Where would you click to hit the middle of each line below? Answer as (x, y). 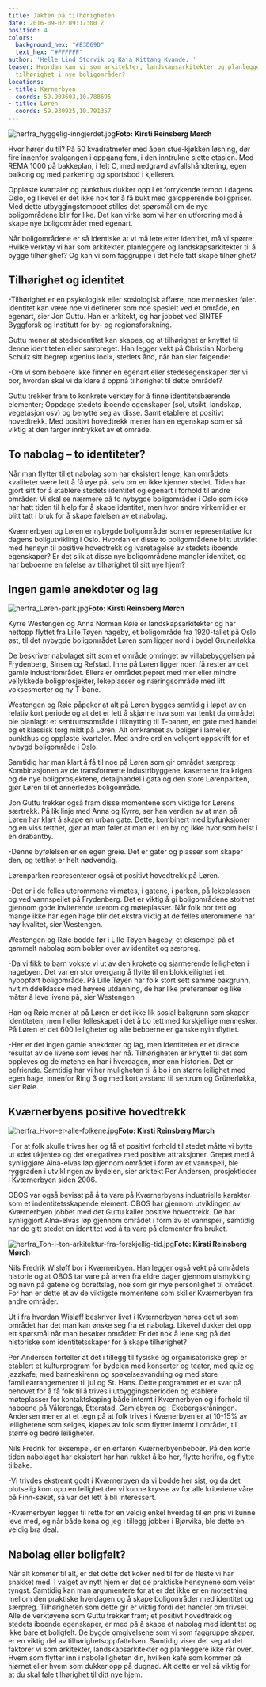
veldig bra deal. (34, 1529)
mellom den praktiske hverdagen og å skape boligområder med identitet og (131, 1599)
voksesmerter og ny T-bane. (55, 690)
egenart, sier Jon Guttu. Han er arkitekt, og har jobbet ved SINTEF (116, 316)
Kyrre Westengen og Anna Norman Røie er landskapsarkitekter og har (122, 624)
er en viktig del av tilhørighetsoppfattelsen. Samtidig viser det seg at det (125, 1641)
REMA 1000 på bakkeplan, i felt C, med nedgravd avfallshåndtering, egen (127, 166)
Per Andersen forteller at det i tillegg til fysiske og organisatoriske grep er (128, 1358)
